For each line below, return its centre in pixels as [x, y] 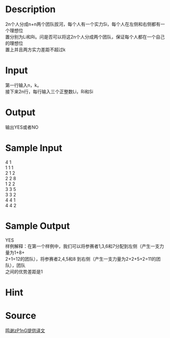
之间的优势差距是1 [24, 271]
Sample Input [34, 148]
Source [21, 316]
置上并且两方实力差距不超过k [36, 49]
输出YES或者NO [22, 127]
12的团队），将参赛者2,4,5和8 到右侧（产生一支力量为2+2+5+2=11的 [86, 259]
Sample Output [38, 226]
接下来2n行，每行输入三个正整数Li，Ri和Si [49, 91]
